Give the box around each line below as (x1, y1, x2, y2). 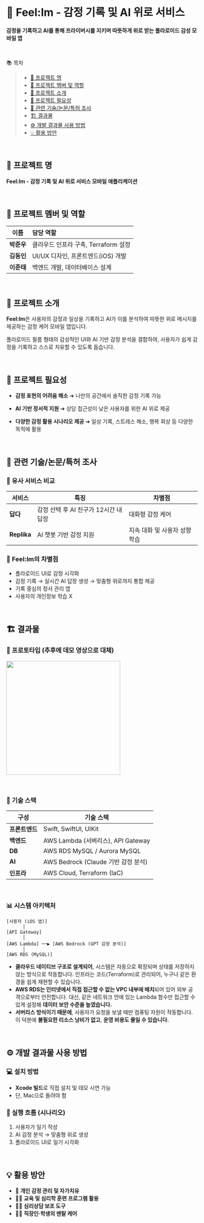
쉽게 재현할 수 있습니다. (26, 978, 82, 985)
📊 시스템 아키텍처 (6, 901, 56, 910)
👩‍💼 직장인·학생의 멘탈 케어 (15, 1210, 78, 1218)
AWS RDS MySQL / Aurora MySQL (43, 847, 141, 855)
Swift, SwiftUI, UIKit (43, 825, 99, 833)
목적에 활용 (15, 425, 42, 433)
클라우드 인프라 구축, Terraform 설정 (32, 240, 131, 249)
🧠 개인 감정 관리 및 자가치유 (15, 1187, 80, 1194)
